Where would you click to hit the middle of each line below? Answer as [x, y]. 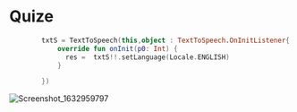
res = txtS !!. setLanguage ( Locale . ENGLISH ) [148, 57]
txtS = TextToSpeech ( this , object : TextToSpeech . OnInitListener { [166, 40]
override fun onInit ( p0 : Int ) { [117, 48]
